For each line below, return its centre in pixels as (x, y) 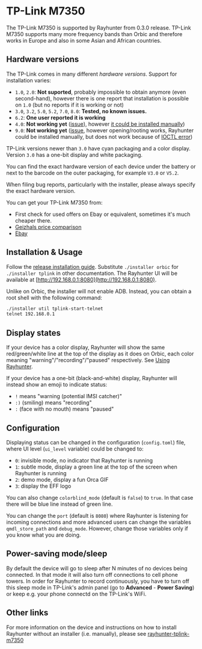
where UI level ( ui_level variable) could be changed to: (75, 449)
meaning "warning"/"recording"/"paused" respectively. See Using (88, 360)
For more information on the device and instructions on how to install (91, 627)
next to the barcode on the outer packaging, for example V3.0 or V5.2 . (93, 173)
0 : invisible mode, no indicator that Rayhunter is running (84, 460)
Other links (27, 613)
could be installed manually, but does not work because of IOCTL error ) (104, 137)
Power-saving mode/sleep (57, 554)
